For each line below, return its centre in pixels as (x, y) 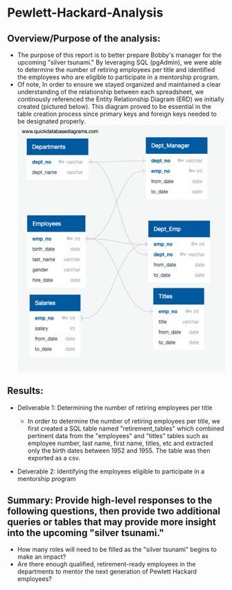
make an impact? (42, 557)
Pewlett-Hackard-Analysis (86, 13)
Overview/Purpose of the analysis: (84, 38)
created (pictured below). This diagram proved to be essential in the (114, 106)
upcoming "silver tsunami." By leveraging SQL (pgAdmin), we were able (119, 62)
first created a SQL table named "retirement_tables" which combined (126, 428)
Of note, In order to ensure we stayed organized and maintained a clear (119, 84)
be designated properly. (51, 121)
